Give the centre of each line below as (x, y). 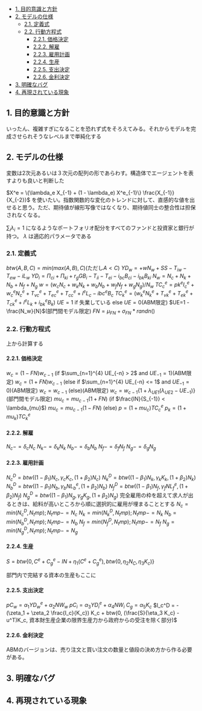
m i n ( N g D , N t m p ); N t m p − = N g (42, 531)
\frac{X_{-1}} (159, 192)
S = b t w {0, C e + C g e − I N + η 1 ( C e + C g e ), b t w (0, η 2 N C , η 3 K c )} (80, 561)
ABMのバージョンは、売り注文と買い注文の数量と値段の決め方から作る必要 (99, 650)
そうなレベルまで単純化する (67, 136)
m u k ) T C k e (19, 417)
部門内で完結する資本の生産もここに (51, 575)
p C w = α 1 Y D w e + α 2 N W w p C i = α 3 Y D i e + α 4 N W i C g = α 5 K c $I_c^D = (90, 605)
